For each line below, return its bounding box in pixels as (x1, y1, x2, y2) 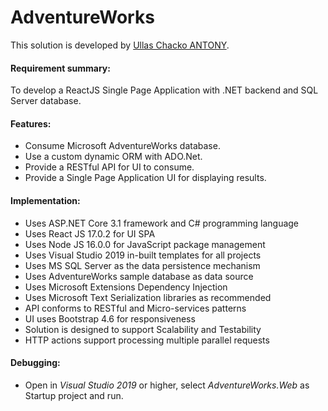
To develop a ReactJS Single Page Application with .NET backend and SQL (10, 84, 319, 96)
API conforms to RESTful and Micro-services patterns (24, 302, 247, 314)
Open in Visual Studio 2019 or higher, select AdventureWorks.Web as (24, 379, 310, 391)
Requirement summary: (10, 62, 111, 74)
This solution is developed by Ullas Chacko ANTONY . (10, 39, 230, 51)
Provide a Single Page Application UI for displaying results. (24, 172, 267, 184)
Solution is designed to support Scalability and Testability (24, 323, 262, 335)
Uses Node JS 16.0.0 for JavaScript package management (24, 238, 266, 250)
